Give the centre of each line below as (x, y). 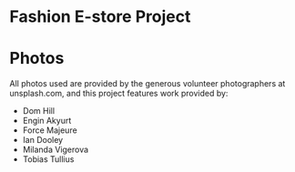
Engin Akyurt (47, 121)
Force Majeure (50, 130)
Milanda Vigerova (56, 150)
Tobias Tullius (48, 159)
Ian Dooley (43, 140)
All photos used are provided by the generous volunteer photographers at (147, 84)
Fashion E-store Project (100, 17)
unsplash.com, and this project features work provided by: (119, 94)
